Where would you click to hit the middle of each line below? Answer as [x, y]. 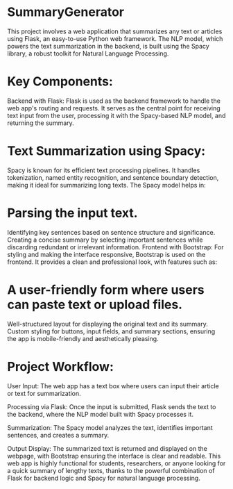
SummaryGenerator [66, 12]
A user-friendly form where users [106, 290]
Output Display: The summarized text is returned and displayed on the [107, 448]
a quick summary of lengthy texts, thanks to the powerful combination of [111, 470]
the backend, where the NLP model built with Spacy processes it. [101, 414]
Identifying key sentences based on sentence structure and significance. [111, 232]
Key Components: [60, 82]
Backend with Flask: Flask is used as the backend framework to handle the [114, 101]
